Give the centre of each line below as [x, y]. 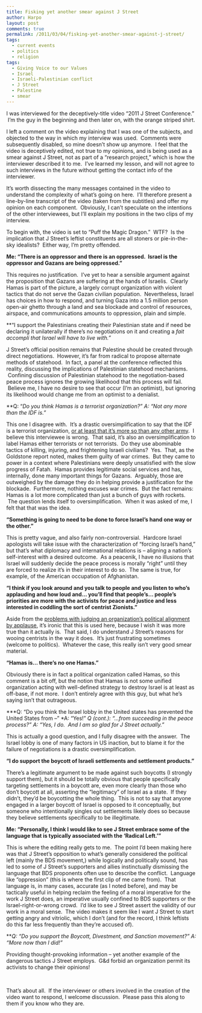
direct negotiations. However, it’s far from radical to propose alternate [93, 356]
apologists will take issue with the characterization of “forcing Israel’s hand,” [101, 544]
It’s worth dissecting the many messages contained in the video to [88, 188]
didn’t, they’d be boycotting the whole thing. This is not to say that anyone [99, 798]
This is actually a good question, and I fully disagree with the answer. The [98, 736]
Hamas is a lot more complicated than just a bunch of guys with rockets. [96, 495]
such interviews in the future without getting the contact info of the [90, 170]
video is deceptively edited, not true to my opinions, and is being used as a [99, 150]
